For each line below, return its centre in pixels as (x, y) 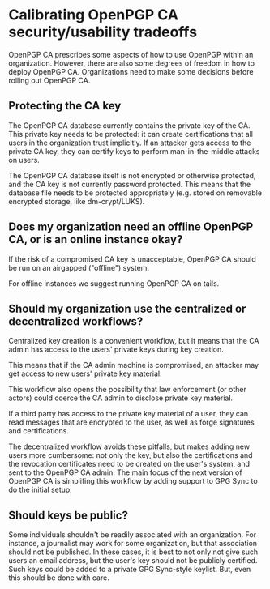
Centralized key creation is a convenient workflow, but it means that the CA (134, 341)
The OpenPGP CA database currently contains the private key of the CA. (129, 125)
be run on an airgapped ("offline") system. (79, 267)
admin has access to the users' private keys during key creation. (116, 349)
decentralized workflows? (76, 321)
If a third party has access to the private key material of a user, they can (129, 414)
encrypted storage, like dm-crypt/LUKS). (77, 201)
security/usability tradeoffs (103, 32)
